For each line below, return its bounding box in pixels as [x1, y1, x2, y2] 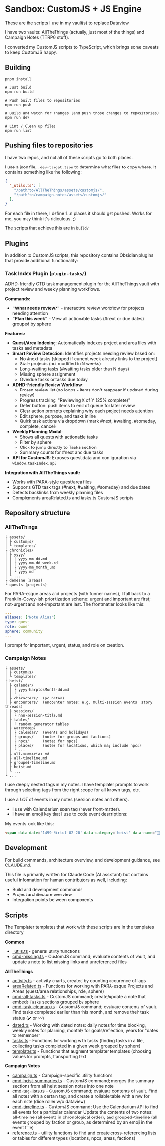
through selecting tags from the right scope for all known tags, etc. [5, 787, 140, 793]
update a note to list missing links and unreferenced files [12, 959, 127, 965]
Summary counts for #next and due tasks [19, 449, 104, 455]
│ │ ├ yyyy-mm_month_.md [5, 565, 56, 570]
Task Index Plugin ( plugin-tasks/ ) [5, 270, 87, 277]
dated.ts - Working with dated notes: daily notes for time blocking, [12, 1022, 146, 1028]
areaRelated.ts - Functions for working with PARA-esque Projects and [12, 983, 153, 989]
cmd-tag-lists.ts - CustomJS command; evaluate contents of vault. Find [12, 1088, 158, 1094]
